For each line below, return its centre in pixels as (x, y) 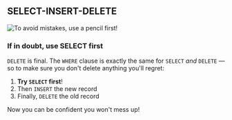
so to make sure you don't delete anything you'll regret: (86, 68)
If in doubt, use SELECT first (55, 46)
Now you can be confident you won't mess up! (74, 110)
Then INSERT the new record (57, 89)
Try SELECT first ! (40, 81)
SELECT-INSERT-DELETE (62, 11)
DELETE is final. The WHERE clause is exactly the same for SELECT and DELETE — (116, 61)
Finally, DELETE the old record (58, 97)
